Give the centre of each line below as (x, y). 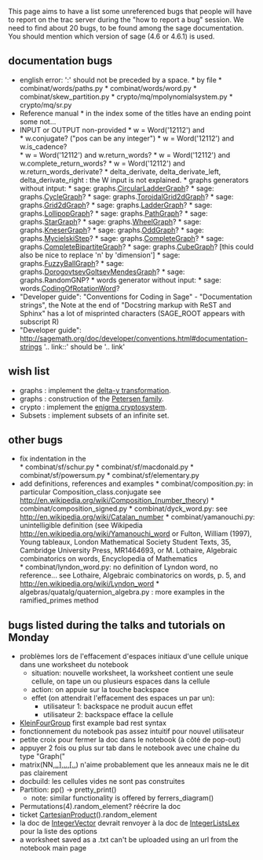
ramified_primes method (59, 600)
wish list (29, 372)
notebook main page (53, 848)
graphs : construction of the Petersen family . (91, 399)
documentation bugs (60, 61)
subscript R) (39, 322)
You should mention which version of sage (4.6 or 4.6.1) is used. (111, 36)
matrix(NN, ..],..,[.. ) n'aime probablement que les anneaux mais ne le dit (134, 765)
